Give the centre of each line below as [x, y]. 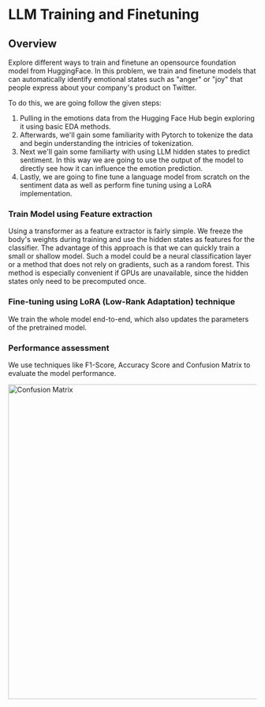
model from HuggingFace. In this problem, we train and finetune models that [132, 71]
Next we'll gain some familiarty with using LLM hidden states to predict [135, 152]
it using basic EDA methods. [65, 127]
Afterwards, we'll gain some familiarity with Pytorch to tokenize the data [136, 135]
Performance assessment [59, 348]
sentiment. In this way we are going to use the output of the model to [131, 160]
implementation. [46, 193]
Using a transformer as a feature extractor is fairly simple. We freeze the [125, 231]
